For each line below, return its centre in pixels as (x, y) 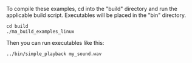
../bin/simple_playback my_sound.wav (54, 54)
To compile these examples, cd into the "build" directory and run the (92, 9)
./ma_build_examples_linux (40, 31)
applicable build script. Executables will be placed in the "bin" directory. (96, 15)
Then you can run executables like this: (55, 43)
